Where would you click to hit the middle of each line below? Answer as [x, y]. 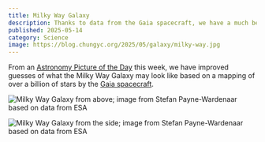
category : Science [38, 37]
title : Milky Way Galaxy [49, 15]
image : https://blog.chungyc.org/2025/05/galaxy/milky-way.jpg [114, 45]
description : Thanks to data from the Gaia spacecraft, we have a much [128, 23]
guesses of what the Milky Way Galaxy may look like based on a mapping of [132, 76]
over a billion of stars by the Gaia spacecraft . [81, 84]
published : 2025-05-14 [45, 30]
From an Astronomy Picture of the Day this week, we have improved [118, 67]
